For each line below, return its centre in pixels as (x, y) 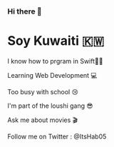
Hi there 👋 (25, 11)
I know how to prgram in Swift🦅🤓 (55, 61)
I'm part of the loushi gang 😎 (51, 106)
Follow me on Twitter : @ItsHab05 (57, 136)
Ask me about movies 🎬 (43, 120)
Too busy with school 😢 (43, 91)
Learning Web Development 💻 (52, 75)
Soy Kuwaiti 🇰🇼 (56, 41)
